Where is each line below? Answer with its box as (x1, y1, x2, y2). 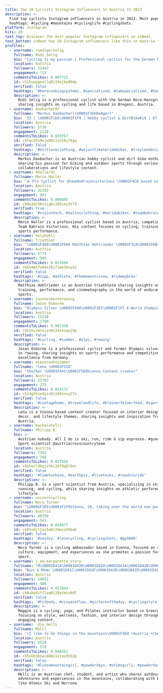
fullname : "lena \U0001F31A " (14, 364, 73, 369)
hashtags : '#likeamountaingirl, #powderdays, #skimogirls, (14, 662, 136, 668)
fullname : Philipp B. (14, 427, 57, 433)
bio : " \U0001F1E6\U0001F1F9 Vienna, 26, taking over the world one (14, 504, 151, 510)
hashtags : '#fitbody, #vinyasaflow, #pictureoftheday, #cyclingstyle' (14, 599, 160, 604)
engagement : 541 (14, 518, 47, 523)
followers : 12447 (14, 66, 49, 71)
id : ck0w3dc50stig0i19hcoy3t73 (14, 201, 77, 207)
